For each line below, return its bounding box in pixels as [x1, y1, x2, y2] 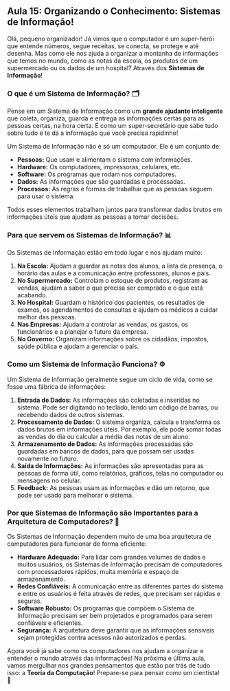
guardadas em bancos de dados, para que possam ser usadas [16, 447, 194, 455]
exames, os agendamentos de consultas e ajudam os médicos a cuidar [16, 306, 218, 314]
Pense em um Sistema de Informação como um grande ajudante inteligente [7, 107, 223, 116]
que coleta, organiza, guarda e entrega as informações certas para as [7, 114, 205, 123]
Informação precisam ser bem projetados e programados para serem [16, 612, 213, 619]
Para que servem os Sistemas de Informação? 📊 [7, 231, 172, 240]
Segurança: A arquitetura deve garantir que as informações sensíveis [16, 626, 215, 634]
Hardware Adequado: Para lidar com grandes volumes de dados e [16, 553, 206, 561]
